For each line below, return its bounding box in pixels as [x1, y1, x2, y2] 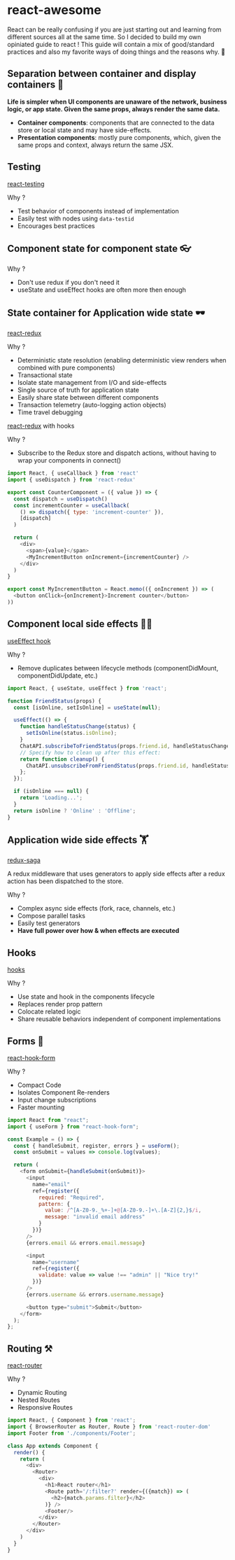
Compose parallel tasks [17, 912, 86, 920]
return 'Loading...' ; [20, 794, 83, 801]
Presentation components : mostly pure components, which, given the [17, 133, 222, 141]
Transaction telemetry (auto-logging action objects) [17, 401, 166, 409]
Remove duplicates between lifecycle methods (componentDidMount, [17, 663, 219, 672]
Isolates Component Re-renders [17, 1088, 110, 1097]
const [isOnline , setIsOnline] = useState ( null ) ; [13, 704, 161, 711]
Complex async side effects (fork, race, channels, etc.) [17, 904, 176, 913]
